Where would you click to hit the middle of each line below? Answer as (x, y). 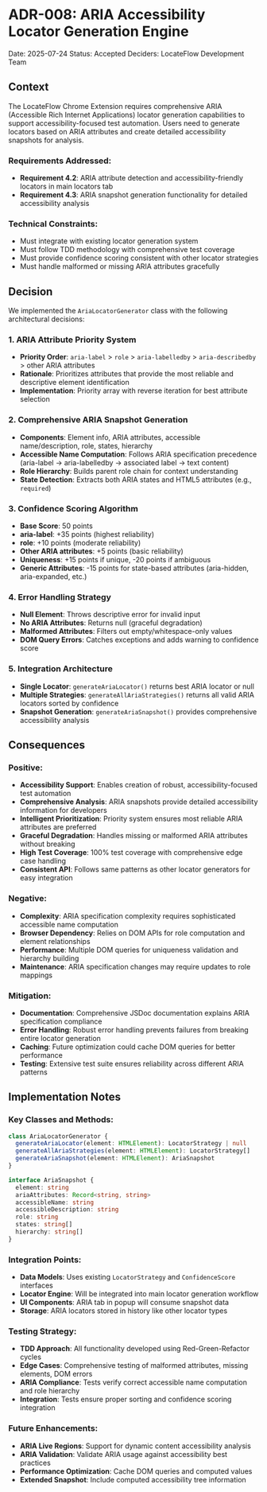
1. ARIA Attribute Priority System (72, 340)
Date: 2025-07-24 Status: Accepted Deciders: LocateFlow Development (126, 53)
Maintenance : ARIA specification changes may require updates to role (135, 966)
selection (35, 399)
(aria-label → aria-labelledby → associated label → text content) (124, 462)
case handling (43, 861)
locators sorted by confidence (69, 703)
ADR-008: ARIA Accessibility (107, 15)
